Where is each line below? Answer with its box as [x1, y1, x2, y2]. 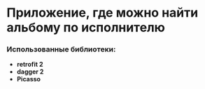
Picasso [16, 75, 41, 83]
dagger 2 [16, 67, 44, 76]
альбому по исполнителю [6, 19, 166, 35]
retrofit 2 [16, 60, 43, 69]
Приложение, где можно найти [6, 5, 199, 21]
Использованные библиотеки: [6, 44, 116, 54]
